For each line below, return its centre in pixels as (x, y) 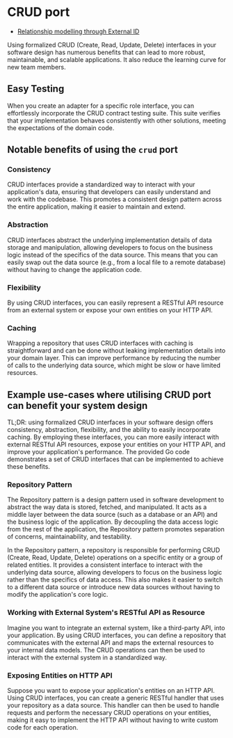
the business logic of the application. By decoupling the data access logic (113, 522)
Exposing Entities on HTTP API (60, 675)
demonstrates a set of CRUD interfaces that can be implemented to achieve (115, 459)
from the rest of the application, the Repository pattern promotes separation (116, 529)
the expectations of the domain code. (61, 128)
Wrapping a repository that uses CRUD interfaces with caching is (100, 343)
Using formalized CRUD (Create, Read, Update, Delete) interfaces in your (112, 45)
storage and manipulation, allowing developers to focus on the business (110, 247)
